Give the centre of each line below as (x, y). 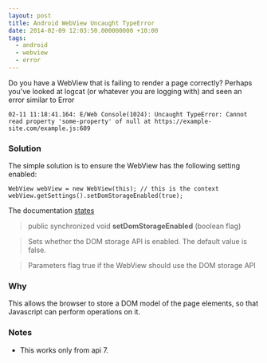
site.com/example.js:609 (49, 128)
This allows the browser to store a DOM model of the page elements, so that (133, 303)
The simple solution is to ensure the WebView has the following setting (124, 166)
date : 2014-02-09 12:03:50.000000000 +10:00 (83, 30)
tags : (17, 38)
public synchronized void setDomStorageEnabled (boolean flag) (134, 226)
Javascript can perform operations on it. (75, 312)
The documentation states (51, 211)
